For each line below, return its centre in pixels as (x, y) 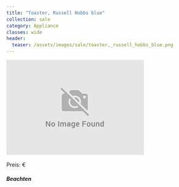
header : (16, 39)
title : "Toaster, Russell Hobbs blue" (56, 13)
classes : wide (24, 32)
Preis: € (16, 165)
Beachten (19, 178)
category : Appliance (33, 26)
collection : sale (28, 19)
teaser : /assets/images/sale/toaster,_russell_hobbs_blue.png (93, 45)
